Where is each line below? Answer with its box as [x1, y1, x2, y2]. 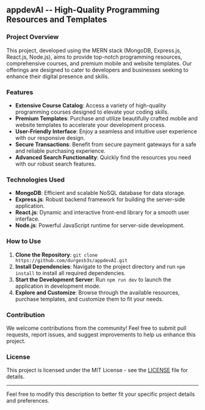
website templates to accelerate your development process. [15, 121, 166, 128]
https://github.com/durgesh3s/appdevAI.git [15, 257, 128, 263]
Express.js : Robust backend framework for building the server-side [15, 196, 185, 203]
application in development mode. [15, 282, 101, 290]
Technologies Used [6, 175, 65, 184]
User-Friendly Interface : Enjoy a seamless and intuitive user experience [15, 128, 197, 135]
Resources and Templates [6, 15, 107, 25]
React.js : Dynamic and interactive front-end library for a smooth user [15, 209, 190, 216]
